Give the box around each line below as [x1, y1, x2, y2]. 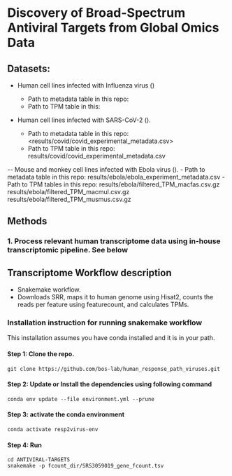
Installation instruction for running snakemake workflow [7, 318, 203, 327]
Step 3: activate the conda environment [7, 410, 124, 419]
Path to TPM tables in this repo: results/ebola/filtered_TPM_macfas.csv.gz [7, 180, 220, 189]
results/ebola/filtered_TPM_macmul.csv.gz [7, 188, 130, 196]
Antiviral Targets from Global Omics [7, 20, 219, 36]
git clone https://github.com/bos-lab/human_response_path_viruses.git [7, 365, 220, 372]
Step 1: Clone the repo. [7, 350, 75, 358]
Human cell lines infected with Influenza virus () [17, 81, 155, 89]
